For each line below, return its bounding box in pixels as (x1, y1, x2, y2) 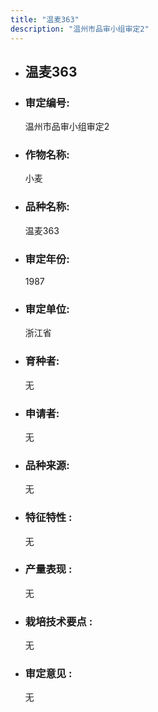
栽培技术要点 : (24, 614, 93, 628)
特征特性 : (24, 511, 73, 525)
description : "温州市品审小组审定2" (10, 24, 150, 34)
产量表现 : (24, 562, 73, 576)
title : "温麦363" (10, 14, 80, 25)
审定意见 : (24, 667, 73, 681)
